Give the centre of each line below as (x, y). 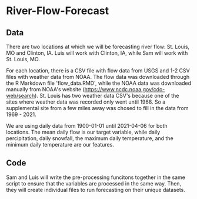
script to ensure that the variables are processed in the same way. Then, (94, 183)
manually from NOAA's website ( (46, 89)
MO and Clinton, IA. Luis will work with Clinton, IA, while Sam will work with (97, 53)
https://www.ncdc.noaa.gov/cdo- (125, 89)
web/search (21, 96)
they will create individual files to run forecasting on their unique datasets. (96, 190)
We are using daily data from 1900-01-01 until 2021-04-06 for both (87, 126)
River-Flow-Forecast (58, 11)
